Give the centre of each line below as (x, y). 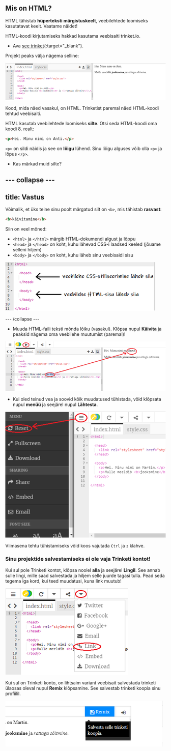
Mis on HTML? (28, 8)
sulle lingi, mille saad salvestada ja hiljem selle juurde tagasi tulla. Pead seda (85, 575)
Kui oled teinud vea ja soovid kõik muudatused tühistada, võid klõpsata (87, 399)
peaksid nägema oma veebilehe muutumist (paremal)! (69, 334)
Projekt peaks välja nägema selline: (42, 55)
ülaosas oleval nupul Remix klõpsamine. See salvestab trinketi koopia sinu (83, 688)
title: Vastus (25, 197)
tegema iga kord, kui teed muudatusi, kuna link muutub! (63, 581)
